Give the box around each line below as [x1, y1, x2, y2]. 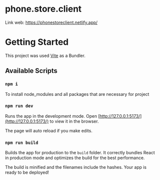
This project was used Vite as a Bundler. [5, 53, 86, 58]
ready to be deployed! [5, 169, 50, 176]
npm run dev [5, 103, 34, 109]
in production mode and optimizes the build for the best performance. [5, 155, 145, 161]
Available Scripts [5, 67, 57, 75]
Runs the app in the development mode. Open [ [5, 113, 100, 119]
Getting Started [5, 36, 69, 48]
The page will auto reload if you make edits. [5, 127, 92, 133]
